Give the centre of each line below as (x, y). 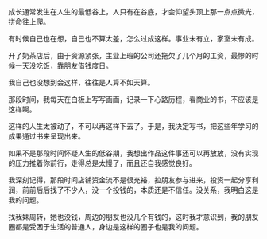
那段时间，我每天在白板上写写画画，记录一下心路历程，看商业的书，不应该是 (133, 99)
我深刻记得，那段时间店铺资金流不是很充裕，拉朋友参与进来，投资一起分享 (130, 180)
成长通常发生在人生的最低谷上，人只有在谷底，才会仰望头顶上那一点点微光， (133, 12)
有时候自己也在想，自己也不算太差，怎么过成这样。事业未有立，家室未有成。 (133, 39)
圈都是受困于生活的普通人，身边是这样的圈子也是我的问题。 (106, 227)
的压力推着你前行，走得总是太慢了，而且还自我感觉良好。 (102, 163)
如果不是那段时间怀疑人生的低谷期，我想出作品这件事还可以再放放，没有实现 (133, 153)
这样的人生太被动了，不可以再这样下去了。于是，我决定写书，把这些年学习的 (133, 126)
